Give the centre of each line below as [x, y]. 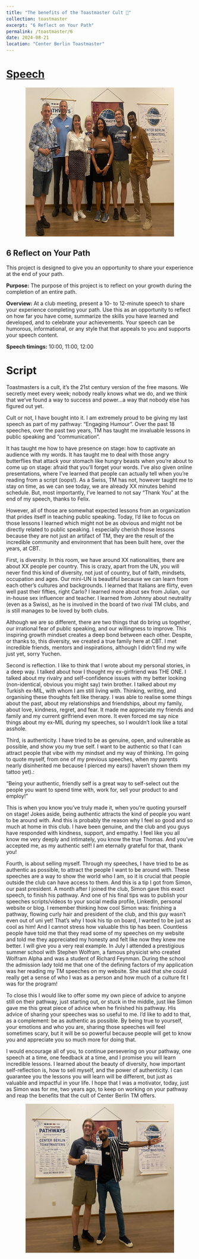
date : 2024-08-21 [28, 38]
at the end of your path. [35, 273]
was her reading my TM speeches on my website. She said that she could [97, 971]
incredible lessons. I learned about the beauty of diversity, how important [96, 1064]
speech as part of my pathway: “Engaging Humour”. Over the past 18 [91, 424]
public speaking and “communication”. [53, 436]
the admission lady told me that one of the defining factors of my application [99, 965]
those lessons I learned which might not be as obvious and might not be [94, 523]
